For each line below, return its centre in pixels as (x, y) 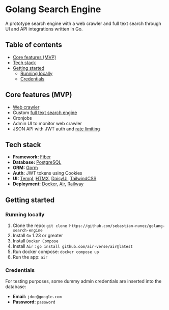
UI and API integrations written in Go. (44, 29)
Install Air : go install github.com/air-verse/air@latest (73, 246)
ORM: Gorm (25, 168)
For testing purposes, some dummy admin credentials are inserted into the (83, 281)
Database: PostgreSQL (37, 162)
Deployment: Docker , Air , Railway (48, 184)
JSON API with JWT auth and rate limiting (56, 129)
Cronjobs (22, 118)
